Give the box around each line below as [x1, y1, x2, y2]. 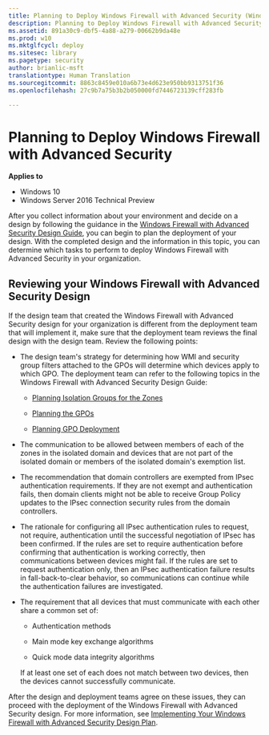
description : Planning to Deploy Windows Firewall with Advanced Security [8, 19, 263, 27]
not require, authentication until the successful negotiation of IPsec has [19, 530, 255, 540]
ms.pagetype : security [8, 57, 84, 65]
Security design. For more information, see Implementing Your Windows [8, 709, 246, 719]
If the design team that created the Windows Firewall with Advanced [8, 311, 234, 321]
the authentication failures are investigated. [19, 582, 163, 591]
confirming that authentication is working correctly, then [19, 547, 206, 558]
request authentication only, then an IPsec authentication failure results [19, 565, 255, 575]
